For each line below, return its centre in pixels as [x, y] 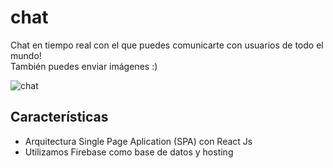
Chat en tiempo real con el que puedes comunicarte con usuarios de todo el [167, 45]
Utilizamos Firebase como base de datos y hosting [129, 152]
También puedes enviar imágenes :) [84, 66]
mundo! [26, 55]
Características [59, 117]
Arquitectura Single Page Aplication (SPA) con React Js [138, 141]
